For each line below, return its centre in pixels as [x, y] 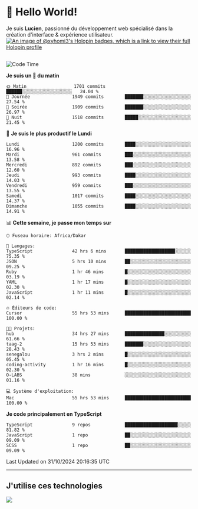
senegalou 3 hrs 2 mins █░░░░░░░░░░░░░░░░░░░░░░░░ [99, 354]
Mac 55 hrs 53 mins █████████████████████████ [99, 398]
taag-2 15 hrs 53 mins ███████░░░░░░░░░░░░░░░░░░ [99, 344]
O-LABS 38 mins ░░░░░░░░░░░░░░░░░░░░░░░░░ [99, 375]
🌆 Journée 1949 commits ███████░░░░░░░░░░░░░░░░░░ [99, 97]
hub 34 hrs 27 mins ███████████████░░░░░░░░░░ [99, 334]
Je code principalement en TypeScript [54, 414]
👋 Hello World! [42, 12]
